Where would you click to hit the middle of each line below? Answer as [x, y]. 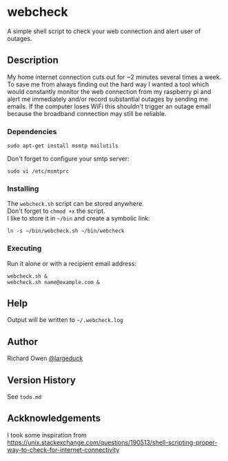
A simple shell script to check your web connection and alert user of [104, 31]
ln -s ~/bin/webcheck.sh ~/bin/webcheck [66, 231]
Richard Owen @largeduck [45, 358]
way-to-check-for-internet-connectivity [63, 449]
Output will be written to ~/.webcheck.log [65, 320]
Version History [41, 380]
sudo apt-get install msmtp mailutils [63, 146]
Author [22, 342]
